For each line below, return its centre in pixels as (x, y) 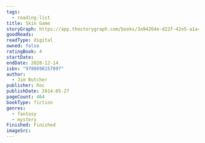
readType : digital (30, 40)
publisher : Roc (26, 86)
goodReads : (20, 35)
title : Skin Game (28, 23)
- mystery (24, 119)
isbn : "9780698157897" (35, 68)
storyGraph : (21, 29)
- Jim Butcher (30, 80)
